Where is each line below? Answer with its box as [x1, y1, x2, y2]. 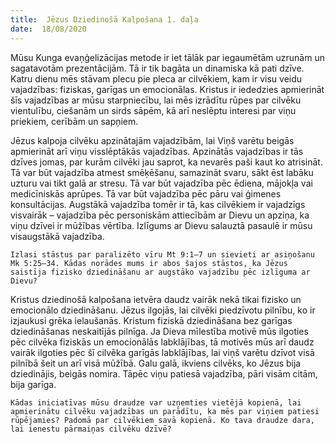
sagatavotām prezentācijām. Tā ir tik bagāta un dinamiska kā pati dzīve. [10, 62, 305, 74]
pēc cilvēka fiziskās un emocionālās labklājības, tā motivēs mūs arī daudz [10, 336, 315, 348]
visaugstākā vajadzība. [10, 230, 105, 242]
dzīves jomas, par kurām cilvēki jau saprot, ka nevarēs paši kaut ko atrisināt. [10, 156, 323, 168]
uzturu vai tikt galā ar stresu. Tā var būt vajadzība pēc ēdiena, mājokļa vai [10, 177, 313, 189]
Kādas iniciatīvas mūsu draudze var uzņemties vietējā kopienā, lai [10, 397, 302, 408]
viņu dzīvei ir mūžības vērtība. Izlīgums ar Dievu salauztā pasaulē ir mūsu [10, 219, 313, 231]
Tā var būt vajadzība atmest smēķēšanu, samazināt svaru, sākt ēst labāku [10, 166, 314, 178]
